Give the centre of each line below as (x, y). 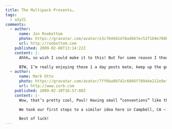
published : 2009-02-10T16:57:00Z (50, 91)
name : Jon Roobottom (41, 34)
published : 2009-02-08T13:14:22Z (50, 48)
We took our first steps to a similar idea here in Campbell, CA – (92, 110)
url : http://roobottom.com (48, 44)
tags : (11, 15)
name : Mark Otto (36, 77)
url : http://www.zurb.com (46, 86)
